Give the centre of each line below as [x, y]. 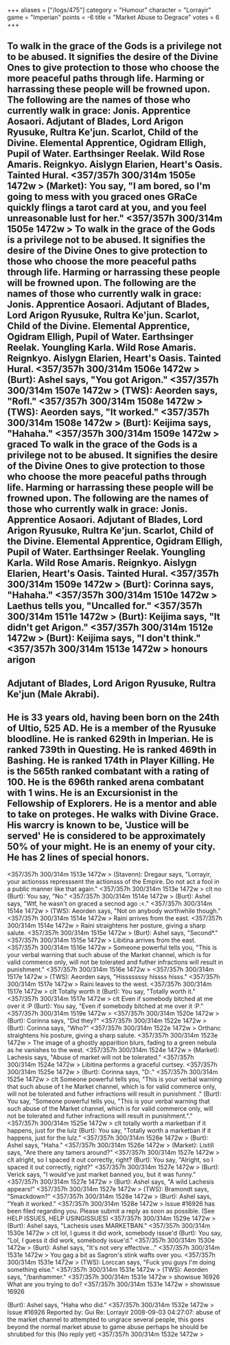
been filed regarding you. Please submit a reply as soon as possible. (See [111, 1211]
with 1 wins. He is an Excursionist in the [93, 793]
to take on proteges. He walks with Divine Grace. [113, 815]
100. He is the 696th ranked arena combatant [106, 782]
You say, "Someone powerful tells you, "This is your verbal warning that [109, 1101]
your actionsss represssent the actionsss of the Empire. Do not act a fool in [113, 881]
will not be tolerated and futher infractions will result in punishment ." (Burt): [114, 1094]
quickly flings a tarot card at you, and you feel [107, 208]
